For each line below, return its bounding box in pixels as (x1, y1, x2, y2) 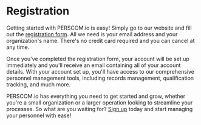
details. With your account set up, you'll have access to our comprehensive (6, 68, 194, 75)
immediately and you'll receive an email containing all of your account (6, 62, 181, 69)
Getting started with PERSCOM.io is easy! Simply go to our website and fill (6, 24, 192, 31)
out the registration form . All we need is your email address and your (6, 30, 178, 37)
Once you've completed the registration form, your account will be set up (6, 55, 189, 62)
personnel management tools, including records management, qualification (6, 74, 194, 82)
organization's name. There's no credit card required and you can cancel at (6, 37, 196, 44)
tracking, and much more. (6, 80, 71, 88)
